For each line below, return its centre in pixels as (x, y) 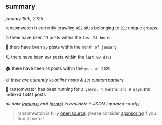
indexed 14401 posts (26, 94)
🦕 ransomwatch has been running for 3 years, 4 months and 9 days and (78, 89)
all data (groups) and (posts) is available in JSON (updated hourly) (73, 104)
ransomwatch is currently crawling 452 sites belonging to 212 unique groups (81, 28)
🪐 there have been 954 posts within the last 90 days (59, 57)
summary (20, 7)
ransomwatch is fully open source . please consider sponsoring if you (87, 113)
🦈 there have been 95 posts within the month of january (61, 47)
